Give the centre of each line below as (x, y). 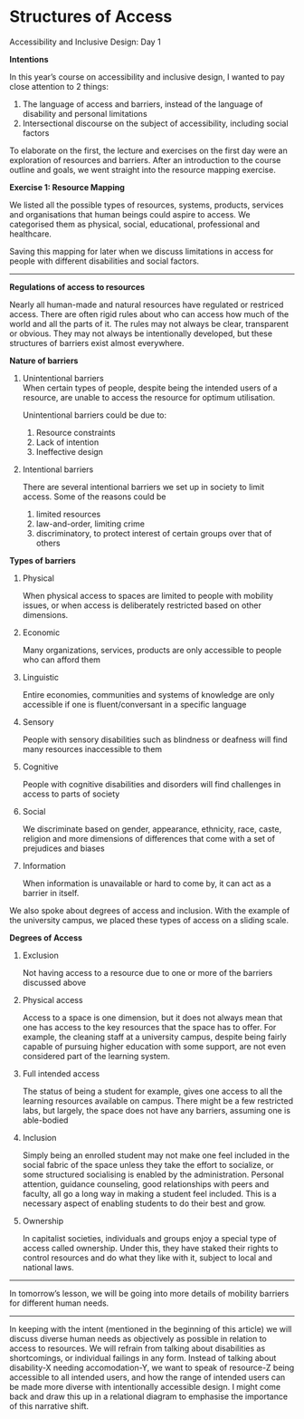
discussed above (54, 982)
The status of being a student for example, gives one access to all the (152, 1091)
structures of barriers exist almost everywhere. (97, 343)
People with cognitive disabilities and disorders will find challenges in (152, 784)
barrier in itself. (51, 893)
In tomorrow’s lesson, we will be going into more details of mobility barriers (149, 1293)
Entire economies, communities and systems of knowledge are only (148, 694)
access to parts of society (71, 794)
